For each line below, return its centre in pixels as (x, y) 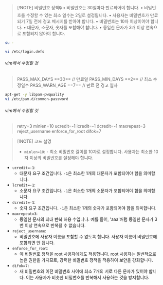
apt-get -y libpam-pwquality (35, 95)
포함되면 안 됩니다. (37, 243)
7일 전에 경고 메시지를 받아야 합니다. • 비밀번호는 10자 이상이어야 (88, 21)
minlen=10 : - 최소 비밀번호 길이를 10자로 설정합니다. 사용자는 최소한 (88, 152)
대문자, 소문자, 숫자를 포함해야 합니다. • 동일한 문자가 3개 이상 (86, 27)
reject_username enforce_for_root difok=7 (59, 131)
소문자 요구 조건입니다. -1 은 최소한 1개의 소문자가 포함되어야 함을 (81, 190)
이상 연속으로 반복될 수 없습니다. (55, 225)
